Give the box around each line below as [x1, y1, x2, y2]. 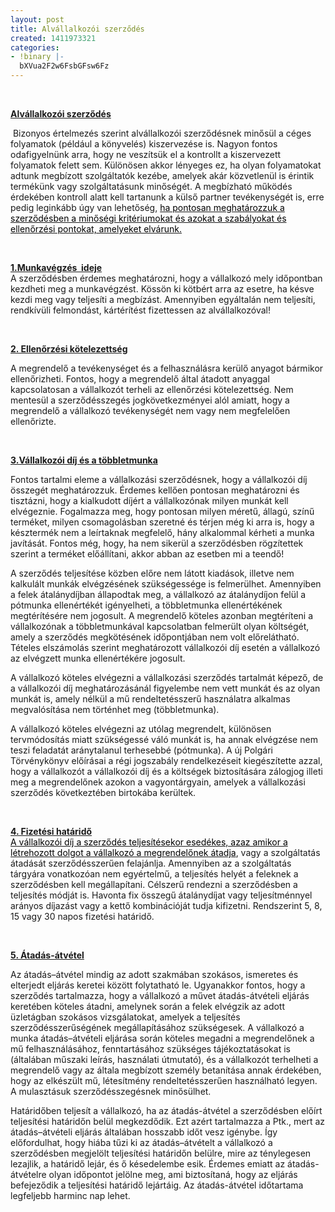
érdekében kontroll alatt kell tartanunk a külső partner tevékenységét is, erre [10, 191, 325, 203]
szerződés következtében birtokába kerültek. [10, 787, 197, 798]
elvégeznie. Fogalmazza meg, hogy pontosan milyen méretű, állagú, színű [10, 506, 315, 517]
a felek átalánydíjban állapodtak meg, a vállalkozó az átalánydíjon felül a [10, 589, 307, 600]
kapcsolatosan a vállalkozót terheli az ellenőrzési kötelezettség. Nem [10, 384, 294, 395]
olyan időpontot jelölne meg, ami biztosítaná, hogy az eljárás [48, 1169, 298, 1180]
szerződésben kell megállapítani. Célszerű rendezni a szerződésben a [10, 879, 298, 890]
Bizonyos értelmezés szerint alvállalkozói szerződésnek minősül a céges [12, 127, 312, 139]
